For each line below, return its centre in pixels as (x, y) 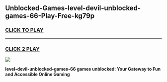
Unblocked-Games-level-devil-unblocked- (73, 8)
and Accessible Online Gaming (38, 74)
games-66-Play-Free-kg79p (50, 16)
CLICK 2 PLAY (22, 49)
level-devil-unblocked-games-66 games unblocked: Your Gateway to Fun (83, 69)
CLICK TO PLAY (24, 30)
